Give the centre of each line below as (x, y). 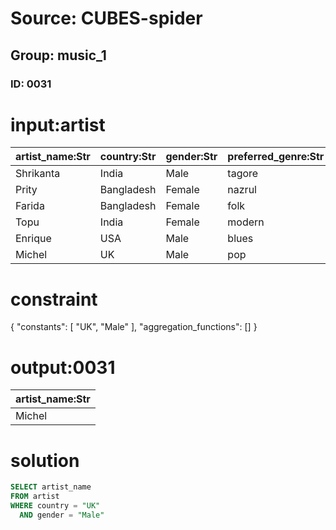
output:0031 (63, 367)
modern (246, 222)
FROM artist (35, 497)
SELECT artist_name (51, 487)
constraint (54, 299)
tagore (243, 174)
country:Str (128, 157)
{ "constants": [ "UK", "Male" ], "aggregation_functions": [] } (134, 327)
